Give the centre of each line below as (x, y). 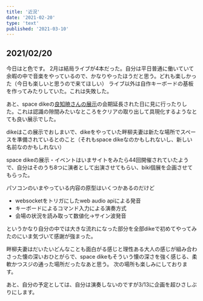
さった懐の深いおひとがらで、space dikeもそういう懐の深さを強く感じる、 (99, 257)
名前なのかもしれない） (35, 147)
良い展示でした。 (38, 119)
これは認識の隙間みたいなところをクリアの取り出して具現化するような (104, 112)
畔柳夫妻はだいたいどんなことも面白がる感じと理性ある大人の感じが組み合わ (102, 249)
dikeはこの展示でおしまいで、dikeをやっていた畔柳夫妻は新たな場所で (93, 132)
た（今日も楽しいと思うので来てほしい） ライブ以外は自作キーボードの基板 (100, 84)
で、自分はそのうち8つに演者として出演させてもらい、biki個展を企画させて (100, 167)
